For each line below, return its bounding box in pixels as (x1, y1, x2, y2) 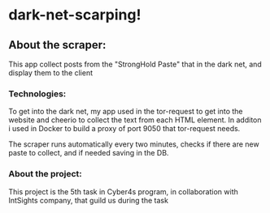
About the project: (8, 168, 83, 180)
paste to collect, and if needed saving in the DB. (8, 148, 169, 158)
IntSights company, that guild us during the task (8, 195, 169, 205)
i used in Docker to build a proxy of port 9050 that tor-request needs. (8, 124, 241, 134)
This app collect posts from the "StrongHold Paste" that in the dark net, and (8, 59, 262, 69)
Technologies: (8, 87, 67, 99)
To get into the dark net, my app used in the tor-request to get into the (8, 107, 243, 117)
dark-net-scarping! (8, 6, 142, 24)
